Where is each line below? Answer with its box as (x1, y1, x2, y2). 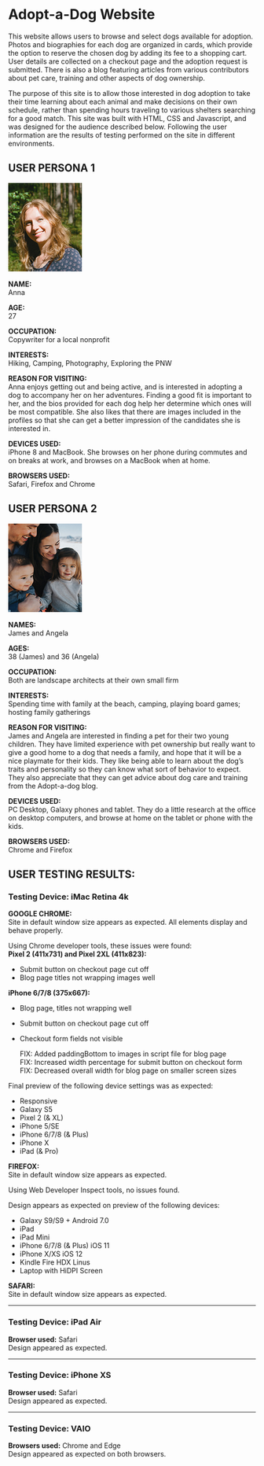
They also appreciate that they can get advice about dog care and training (8, 772, 248, 782)
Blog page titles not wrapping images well (19, 973, 156, 982)
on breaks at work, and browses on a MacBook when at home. (8, 455, 211, 465)
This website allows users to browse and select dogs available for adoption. (8, 31, 254, 41)
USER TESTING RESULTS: (8, 867, 135, 881)
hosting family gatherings (8, 707, 91, 716)
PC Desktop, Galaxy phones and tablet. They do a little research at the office (8, 805, 256, 814)
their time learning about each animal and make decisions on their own (8, 97, 237, 106)
